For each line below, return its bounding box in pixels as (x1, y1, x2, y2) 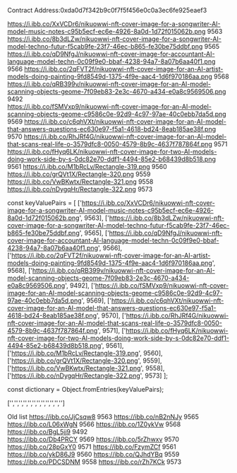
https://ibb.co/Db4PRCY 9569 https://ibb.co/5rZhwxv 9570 (7, 435, 180, 443)
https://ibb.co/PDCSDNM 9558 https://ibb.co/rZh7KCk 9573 (7, 457, 182, 466)
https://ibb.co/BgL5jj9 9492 (7, 428, 88, 436)
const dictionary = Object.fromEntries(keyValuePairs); (7, 385, 164, 393)
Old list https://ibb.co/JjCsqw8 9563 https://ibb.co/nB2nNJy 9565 (7, 413, 199, 421)
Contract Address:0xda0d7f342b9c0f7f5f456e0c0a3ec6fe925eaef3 (7, 6, 207, 14)
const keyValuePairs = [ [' (7, 199, 83, 207)
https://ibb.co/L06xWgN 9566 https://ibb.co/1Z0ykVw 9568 (7, 420, 181, 428)
